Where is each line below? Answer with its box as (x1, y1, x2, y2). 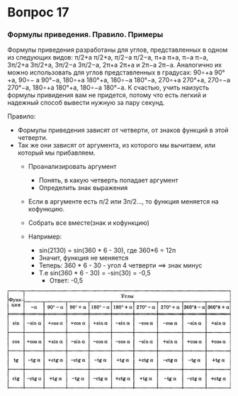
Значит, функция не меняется (38, 253, 129, 263)
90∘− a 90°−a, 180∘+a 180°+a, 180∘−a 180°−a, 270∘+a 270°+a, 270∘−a (18, 76, 231, 84)
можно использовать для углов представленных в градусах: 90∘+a (7, 68, 213, 77)
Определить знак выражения (38, 184, 128, 192)
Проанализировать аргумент (28, 163, 117, 171)
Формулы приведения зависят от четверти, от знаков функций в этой (17, 126, 229, 135)
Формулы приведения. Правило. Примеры (7, 30, 164, 40)
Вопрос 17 (7, 4, 69, 21)
